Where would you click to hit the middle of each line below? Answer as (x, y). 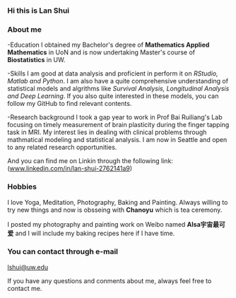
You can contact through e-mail (63, 251)
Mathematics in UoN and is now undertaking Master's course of (101, 52)
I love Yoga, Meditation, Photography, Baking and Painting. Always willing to (118, 202)
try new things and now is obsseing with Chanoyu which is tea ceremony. (115, 210)
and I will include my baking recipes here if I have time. (95, 233)
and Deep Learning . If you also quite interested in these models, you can (113, 96)
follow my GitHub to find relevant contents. (70, 104)
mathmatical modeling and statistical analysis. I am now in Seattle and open (117, 140)
